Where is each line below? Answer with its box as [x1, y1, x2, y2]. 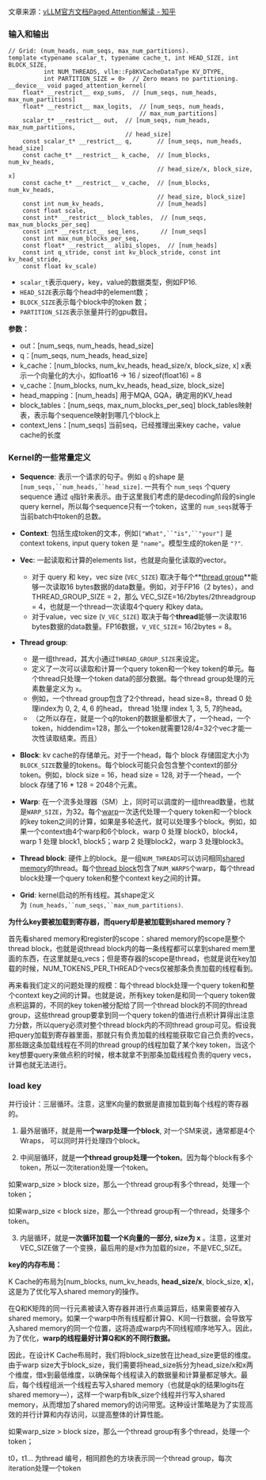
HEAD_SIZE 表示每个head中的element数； [19, 287, 150, 297]
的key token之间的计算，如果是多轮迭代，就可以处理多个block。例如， [19, 816, 250, 826]
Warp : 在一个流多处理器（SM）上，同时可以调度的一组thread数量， [19, 796, 241, 806]
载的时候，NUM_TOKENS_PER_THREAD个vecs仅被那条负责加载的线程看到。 [8, 963, 257, 973]
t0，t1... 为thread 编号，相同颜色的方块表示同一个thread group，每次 [8, 1453, 232, 1463]
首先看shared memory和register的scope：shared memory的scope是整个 [8, 934, 245, 943]
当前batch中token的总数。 [19, 511, 105, 521]
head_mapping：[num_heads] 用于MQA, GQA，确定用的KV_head [19, 391, 233, 400]
